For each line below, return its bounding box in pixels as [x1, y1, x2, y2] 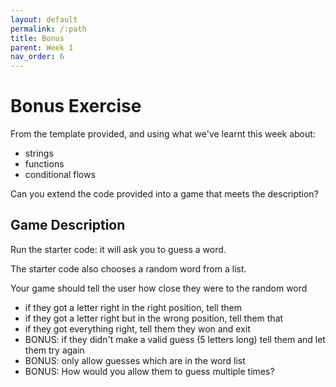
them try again [24, 344, 85, 356]
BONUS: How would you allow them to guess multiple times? [24, 365, 275, 377]
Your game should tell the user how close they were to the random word [10, 282, 308, 294]
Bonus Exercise [10, 95, 142, 118]
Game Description [10, 217, 126, 234]
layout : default [10, 14, 78, 25]
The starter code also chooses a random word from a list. [10, 262, 247, 275]
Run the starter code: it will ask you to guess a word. [10, 243, 227, 255]
